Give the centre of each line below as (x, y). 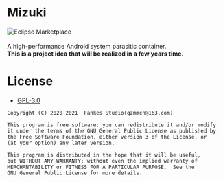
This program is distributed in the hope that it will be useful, (104, 155)
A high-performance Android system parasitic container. (87, 46)
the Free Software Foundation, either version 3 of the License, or (107, 137)
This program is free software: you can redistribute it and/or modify (111, 125)
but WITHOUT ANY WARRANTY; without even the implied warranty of (102, 161)
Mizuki (27, 13)
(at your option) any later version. (61, 143)
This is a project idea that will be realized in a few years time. (95, 54)
